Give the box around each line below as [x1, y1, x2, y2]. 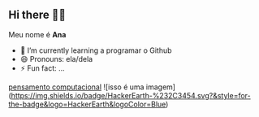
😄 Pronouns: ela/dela [19, 54, 93, 63]
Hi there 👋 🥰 [8, 8, 67, 22]
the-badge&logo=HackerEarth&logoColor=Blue [8, 99, 166, 109]
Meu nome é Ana [8, 29, 67, 39]
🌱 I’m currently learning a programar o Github [19, 45, 172, 55]
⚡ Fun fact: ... [19, 63, 65, 73]
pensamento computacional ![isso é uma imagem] [8, 82, 176, 92]
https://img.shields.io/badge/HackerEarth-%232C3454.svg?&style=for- [11, 90, 251, 100]
